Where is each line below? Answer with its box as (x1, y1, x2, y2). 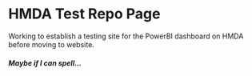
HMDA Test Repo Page (8, 5, 161, 23)
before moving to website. (8, 39, 94, 49)
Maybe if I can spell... (8, 58, 82, 68)
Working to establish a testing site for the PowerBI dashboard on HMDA (8, 31, 244, 41)
